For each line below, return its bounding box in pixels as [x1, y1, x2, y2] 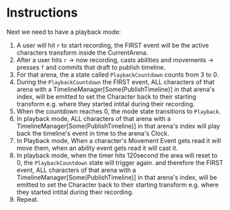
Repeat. [16, 195, 39, 203]
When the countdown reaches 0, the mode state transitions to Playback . [16, 107, 221, 115]
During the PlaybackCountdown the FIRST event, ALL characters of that [16, 77, 215, 86]
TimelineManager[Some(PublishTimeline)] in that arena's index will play [16, 122, 220, 130]
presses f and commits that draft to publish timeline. [16, 63, 166, 71]
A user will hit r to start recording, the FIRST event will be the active [16, 41, 209, 49]
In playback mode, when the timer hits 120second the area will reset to [16, 151, 218, 160]
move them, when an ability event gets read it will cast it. [16, 144, 178, 152]
